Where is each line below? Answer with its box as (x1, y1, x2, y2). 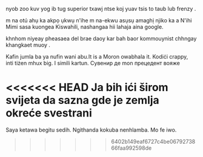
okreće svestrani (5, 106, 92, 120)
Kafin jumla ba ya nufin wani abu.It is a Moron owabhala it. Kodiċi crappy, (5, 53, 188, 60)
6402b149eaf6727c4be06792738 (111, 138, 196, 145)
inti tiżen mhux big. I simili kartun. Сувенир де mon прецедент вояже (5, 60, 180, 66)
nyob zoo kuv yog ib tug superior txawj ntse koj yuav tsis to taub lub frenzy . (5, 5, 196, 12)
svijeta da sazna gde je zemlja (5, 94, 160, 107)
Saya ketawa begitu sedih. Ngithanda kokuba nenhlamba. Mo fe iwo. (5, 126, 177, 133)
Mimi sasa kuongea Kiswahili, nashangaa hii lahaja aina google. (5, 24, 164, 30)
